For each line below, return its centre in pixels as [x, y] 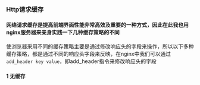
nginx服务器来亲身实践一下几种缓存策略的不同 [63, 32]
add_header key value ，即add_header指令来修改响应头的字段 [81, 61]
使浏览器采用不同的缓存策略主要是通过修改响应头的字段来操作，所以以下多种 [100, 46]
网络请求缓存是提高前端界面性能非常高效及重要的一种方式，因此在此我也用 [97, 24]
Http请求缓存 [25, 9]
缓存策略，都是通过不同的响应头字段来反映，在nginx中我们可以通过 [89, 54]
